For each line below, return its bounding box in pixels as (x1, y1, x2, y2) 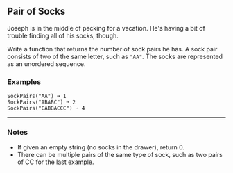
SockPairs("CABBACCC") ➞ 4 (7, 105, 85, 112)
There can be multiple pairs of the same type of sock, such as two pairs (17, 151, 223, 159)
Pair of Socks (7, 6, 66, 17)
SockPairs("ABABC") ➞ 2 (7, 99, 76, 106)
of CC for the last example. (17, 158, 94, 166)
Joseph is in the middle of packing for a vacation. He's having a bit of (7, 24, 206, 32)
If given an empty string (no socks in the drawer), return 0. (17, 143, 185, 151)
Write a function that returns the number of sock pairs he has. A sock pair (7, 44, 218, 53)
